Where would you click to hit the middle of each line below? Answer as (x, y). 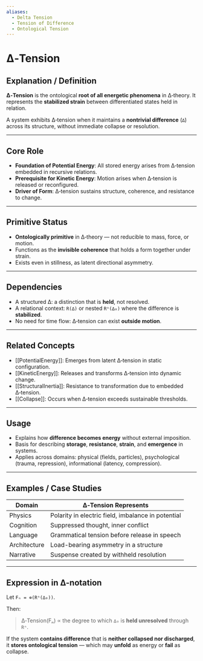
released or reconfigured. (47, 185)
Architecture (27, 545)
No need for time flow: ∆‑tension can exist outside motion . (88, 321)
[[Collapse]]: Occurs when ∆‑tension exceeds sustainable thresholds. (101, 399)
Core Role (25, 151)
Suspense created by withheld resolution (108, 555)
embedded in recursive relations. (56, 172)
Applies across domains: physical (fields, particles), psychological (97, 457)
